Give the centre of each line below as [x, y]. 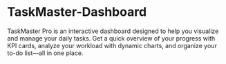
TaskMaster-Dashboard [77, 12]
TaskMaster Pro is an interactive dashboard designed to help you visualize [113, 31]
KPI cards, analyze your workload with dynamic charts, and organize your [112, 45]
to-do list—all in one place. [45, 53]
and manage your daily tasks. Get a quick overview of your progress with [111, 38]
